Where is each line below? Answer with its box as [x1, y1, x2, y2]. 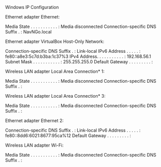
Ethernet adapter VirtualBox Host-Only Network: [5, 38, 105, 44]
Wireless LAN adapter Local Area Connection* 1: [5, 68, 105, 74]
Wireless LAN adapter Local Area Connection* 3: [5, 93, 106, 99]
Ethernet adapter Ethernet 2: [5, 118, 64, 124]
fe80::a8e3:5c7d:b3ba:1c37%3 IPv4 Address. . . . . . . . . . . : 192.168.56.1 [5, 53, 151, 59]
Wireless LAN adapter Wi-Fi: [5, 142, 64, 148]
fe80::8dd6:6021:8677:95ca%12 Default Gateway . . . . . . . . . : [5, 133, 131, 139]
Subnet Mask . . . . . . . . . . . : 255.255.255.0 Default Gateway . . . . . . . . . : [5, 59, 153, 64]
